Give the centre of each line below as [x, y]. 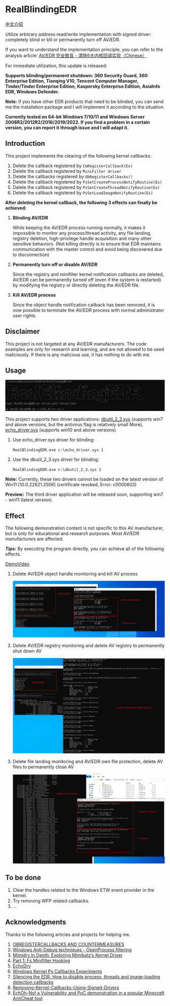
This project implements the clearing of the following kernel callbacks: [78, 155]
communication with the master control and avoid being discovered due [88, 249]
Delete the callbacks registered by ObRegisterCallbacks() [73, 176]
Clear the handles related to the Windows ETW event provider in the [83, 890]
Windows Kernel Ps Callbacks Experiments [57, 971]
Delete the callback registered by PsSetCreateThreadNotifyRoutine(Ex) [86, 187]
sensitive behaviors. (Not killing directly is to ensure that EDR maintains [87, 244]
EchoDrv [22, 966]
